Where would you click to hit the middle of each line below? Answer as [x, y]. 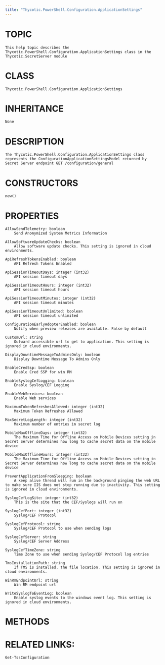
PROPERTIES [32, 216]
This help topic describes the [37, 48]
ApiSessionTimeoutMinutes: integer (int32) [51, 299]
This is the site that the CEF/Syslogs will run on [68, 502]
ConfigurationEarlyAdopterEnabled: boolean [51, 325]
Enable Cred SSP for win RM [43, 372]
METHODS [27, 622]
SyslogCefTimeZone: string [33, 550]
